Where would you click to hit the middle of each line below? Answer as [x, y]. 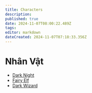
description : [18, 14]
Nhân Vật [24, 62]
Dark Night [23, 75]
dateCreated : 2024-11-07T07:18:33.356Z [46, 37]
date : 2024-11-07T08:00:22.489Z [38, 23]
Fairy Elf [21, 80]
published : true [22, 19]
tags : [11, 28]
